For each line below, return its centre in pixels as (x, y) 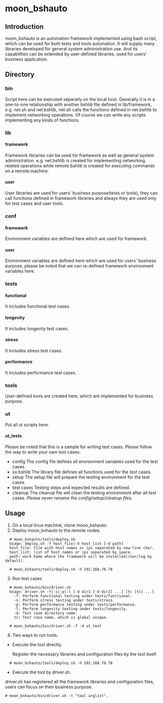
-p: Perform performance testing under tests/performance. (75, 605)
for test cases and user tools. (35, 203)
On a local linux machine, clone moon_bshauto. (60, 525)
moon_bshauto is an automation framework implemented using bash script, (81, 38)
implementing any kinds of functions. (42, 120)
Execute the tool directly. (37, 644)
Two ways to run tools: (35, 635)
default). (15, 561)
